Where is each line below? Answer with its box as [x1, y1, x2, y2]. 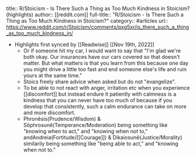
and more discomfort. [23, 109, 76, 116]
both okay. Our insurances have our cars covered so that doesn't [23, 54, 180, 60]
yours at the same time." [23, 72, 82, 79]
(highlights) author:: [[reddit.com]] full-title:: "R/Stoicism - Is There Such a [6, 11, 184, 18]
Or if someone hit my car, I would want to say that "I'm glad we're [23, 47, 181, 54]
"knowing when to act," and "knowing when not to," [23, 128, 148, 135]
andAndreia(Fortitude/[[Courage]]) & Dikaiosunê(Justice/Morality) [23, 134, 183, 141]
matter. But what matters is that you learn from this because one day [23, 59, 189, 66]
